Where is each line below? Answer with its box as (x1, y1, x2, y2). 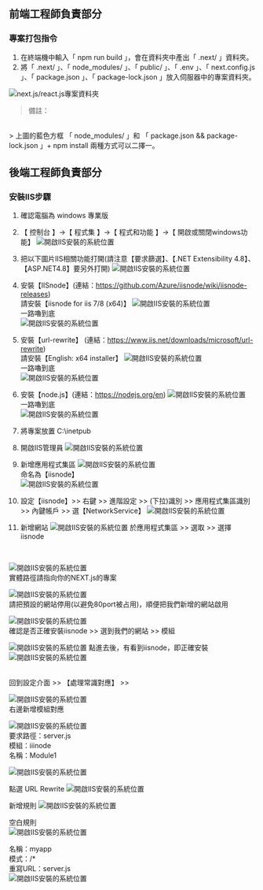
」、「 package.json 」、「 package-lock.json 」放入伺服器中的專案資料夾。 (20, 72, 256, 81)
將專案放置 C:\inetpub (20, 426, 91, 436)
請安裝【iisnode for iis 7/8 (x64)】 (20, 299, 130, 309)
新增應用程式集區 (20, 460, 76, 469)
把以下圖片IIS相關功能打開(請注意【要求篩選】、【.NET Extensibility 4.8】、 (20, 254, 255, 264)
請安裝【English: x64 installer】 (20, 354, 122, 363)
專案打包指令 (9, 33, 58, 44)
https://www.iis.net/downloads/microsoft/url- (107, 336, 254, 345)
